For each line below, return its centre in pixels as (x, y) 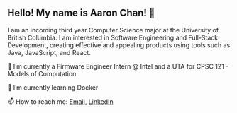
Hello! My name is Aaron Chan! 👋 (81, 13)
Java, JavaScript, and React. (49, 52)
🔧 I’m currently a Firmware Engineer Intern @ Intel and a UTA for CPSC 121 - (118, 66)
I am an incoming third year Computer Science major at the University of (113, 30)
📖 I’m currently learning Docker (53, 87)
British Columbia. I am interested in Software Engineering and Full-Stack (113, 37)
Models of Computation (42, 73)
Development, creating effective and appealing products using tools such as (119, 45)
